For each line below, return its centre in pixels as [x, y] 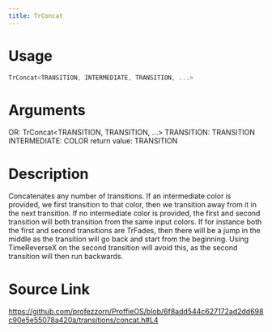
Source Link [49, 289]
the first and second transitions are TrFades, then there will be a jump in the [134, 231]
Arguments [47, 110]
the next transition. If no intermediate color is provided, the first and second [134, 213]
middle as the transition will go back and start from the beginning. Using [129, 239]
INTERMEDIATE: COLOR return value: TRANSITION [93, 141]
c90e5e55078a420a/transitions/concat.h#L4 [84, 320]
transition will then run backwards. [66, 257]
